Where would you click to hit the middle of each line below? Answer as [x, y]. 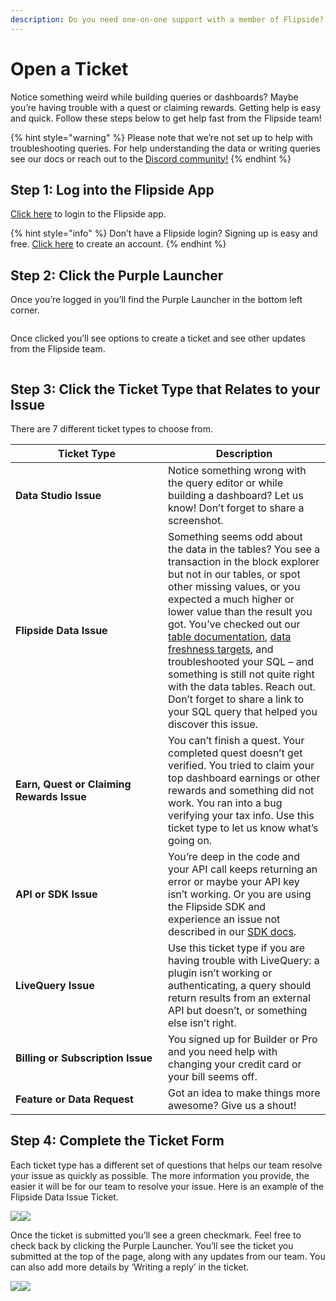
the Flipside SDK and [217, 906]
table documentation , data [230, 636]
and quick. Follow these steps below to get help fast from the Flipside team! [166, 118]
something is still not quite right [241, 674]
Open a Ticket [69, 68]
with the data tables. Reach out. [242, 686]
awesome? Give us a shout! [232, 1105]
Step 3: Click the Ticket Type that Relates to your [165, 389]
